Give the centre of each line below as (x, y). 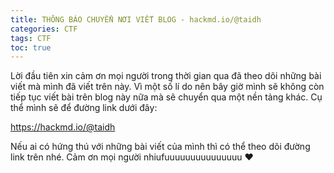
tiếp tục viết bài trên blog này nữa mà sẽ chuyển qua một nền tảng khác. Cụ (166, 97)
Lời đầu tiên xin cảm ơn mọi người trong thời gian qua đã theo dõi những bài (166, 76)
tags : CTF (31, 38)
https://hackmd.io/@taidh (63, 127)
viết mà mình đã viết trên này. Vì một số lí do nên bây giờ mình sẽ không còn (167, 87)
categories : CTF (44, 29)
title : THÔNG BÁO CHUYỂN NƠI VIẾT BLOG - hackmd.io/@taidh (136, 19)
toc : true (31, 47)
